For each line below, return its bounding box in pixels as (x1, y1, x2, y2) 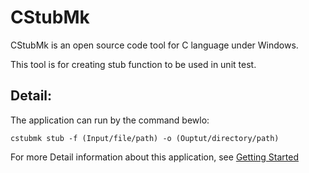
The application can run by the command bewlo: (10, 114, 210, 126)
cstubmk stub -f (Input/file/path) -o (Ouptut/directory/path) (10, 133, 280, 143)
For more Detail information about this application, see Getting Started (10, 151, 299, 163)
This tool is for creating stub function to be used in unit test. (10, 58, 257, 70)
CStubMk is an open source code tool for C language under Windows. (10, 39, 299, 51)
